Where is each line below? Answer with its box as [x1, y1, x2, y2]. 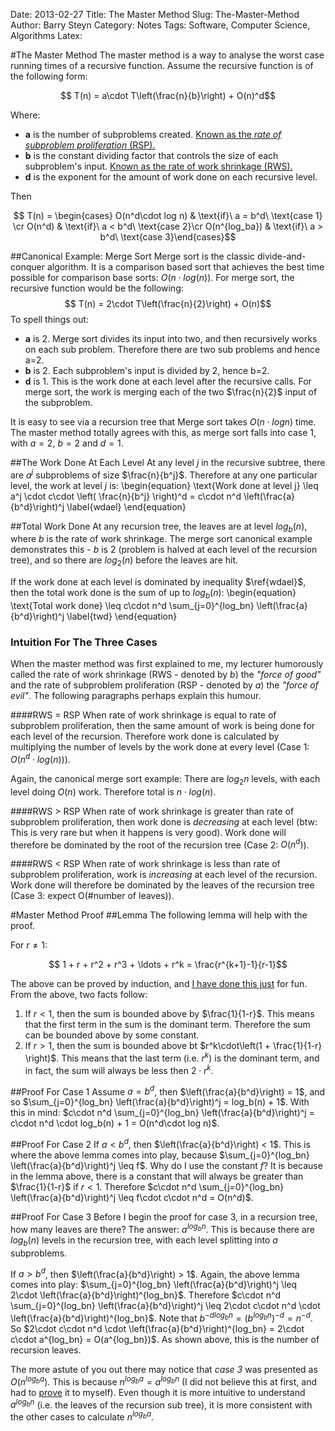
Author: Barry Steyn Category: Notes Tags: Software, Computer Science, [10, 19, 311, 31]
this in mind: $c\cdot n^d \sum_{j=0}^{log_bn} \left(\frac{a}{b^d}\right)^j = [10, 1107, 315, 1119]
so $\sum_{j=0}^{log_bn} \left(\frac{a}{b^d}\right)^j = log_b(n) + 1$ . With [10, 1096, 310, 1108]
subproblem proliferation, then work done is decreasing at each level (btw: [10, 815, 318, 828]
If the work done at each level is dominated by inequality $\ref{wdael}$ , [10, 576, 307, 588]
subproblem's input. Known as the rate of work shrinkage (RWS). [24, 160, 293, 172]
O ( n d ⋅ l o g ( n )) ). [10, 752, 71, 765]
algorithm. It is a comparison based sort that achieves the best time [46, 261, 325, 273]
